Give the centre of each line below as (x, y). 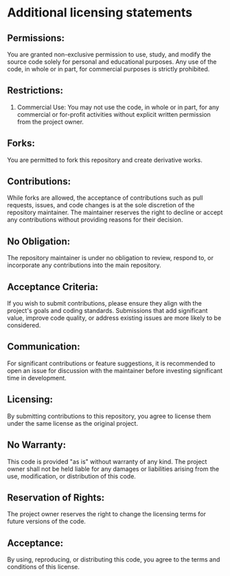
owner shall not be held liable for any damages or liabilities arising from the (113, 469)
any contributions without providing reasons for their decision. (95, 220)
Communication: (44, 347)
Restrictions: (35, 91)
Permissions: (36, 38)
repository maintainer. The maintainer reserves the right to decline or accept (115, 212)
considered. (24, 325)
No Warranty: (37, 445)
